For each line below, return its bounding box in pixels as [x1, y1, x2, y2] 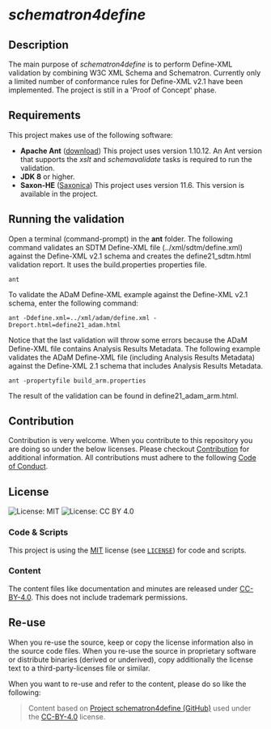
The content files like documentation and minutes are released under [8, 583, 239, 593]
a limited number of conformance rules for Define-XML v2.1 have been [8, 77, 243, 86]
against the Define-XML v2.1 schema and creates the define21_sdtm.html [8, 251, 252, 261]
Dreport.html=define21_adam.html [8, 321, 121, 329]
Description [8, 38, 69, 52]
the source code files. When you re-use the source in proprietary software [8, 646, 256, 655]
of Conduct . [8, 462, 49, 471]
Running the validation [8, 212, 125, 226]
